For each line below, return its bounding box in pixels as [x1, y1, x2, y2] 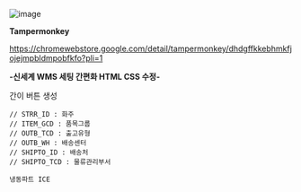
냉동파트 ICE [9, 175, 51, 184]
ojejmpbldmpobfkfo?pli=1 [9, 53, 103, 63]
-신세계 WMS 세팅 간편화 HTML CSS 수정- [9, 72, 160, 82]
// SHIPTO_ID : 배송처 [9, 148, 89, 157]
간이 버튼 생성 [9, 91, 58, 100]
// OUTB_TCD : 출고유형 [9, 129, 91, 138]
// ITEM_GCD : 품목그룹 [9, 119, 91, 128]
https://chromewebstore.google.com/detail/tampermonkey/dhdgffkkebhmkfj [9, 43, 292, 54]
